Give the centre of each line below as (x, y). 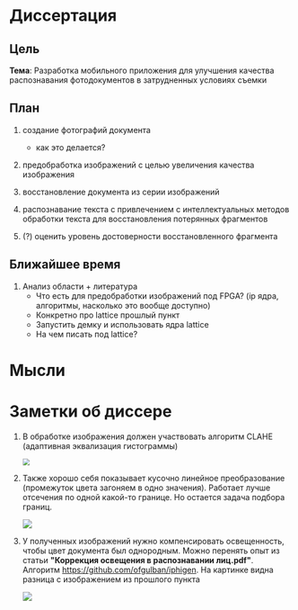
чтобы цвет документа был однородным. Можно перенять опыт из (151, 551)
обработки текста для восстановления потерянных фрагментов (145, 219)
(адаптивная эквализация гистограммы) (100, 445)
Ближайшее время (65, 265)
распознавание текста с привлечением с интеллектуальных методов (156, 209)
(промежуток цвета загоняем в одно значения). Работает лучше (146, 488)
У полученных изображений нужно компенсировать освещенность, (153, 541)
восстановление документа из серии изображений (121, 192)
